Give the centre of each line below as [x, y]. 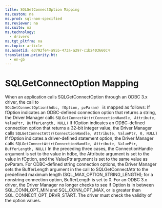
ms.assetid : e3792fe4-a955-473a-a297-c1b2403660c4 [58, 50]
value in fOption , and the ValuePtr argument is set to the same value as [76, 159]
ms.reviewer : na [21, 23]
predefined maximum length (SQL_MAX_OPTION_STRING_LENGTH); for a [79, 175]
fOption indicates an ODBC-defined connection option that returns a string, [81, 113]
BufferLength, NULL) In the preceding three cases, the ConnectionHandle [79, 149]
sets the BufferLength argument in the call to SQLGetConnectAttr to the [77, 170]
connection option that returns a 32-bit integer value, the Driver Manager [79, 128]
